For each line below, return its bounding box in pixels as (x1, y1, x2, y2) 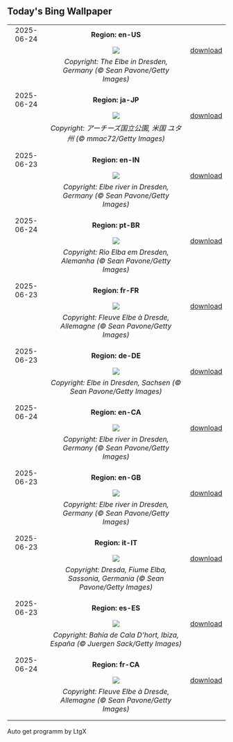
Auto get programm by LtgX (7, 727, 87, 735)
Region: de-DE (91, 351, 141, 361)
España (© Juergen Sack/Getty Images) (49, 638, 182, 648)
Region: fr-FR (92, 285, 139, 295)
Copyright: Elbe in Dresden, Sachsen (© (51, 377, 182, 387)
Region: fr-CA (92, 659, 140, 669)
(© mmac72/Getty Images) (75, 134, 165, 143)
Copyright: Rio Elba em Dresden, (62, 247, 169, 257)
